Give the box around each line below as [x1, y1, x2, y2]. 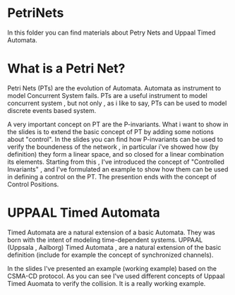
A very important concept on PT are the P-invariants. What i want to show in [7, 120, 229, 128]
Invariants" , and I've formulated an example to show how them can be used [7, 164, 229, 174]
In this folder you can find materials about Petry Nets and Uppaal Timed [7, 28, 216, 37]
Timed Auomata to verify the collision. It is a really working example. [7, 279, 206, 287]
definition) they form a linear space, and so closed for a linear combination [7, 150, 224, 158]
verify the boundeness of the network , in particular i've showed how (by [7, 143, 219, 151]
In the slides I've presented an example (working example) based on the [7, 264, 217, 272]
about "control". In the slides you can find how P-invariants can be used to [7, 135, 224, 143]
